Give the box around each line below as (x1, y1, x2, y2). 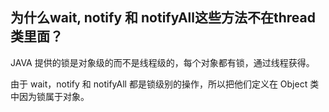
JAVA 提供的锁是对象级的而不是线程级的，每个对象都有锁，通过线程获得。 (10, 56, 315, 68)
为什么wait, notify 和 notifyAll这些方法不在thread (10, 9, 316, 27)
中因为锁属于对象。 (10, 90, 90, 102)
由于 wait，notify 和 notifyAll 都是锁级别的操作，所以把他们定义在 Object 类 (10, 78, 320, 90)
